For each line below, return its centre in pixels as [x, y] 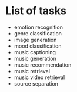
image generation [35, 40]
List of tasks [36, 11]
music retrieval [32, 71]
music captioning [35, 52]
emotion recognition [38, 27]
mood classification [38, 46]
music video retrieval [39, 77]
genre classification [38, 33]
